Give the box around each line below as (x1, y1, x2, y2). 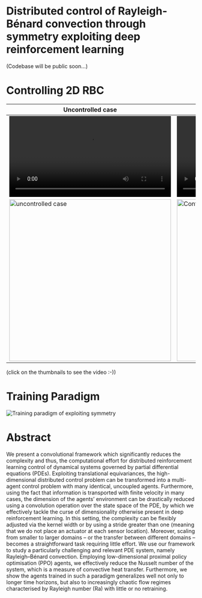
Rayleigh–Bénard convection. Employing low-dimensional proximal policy (6, 553, 188, 560)
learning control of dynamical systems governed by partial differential (6, 463, 179, 470)
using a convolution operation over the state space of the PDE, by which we (6, 502, 194, 509)
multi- (171, 476, 186, 483)
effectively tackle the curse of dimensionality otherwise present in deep (6, 508, 184, 515)
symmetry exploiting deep (6, 30, 141, 43)
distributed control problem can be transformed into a (37, 476, 171, 483)
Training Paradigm (6, 390, 100, 403)
